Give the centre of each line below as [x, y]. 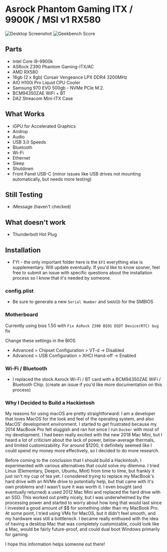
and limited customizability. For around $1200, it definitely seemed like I [79, 445]
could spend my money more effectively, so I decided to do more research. [82, 451]
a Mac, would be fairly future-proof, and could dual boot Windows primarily [83, 529]
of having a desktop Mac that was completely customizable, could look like [82, 524]
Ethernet [21, 158]
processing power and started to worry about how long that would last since [83, 503]
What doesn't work [36, 222]
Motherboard [22, 315]
